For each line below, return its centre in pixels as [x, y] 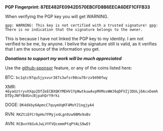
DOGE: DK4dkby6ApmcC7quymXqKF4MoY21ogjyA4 [50, 105]
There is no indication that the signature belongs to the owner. [74, 30]
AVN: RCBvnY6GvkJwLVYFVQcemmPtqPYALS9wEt [48, 123]
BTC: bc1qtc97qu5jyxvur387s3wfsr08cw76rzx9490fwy [56, 77]
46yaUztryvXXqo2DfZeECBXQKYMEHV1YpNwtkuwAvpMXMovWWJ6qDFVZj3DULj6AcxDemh [82, 92]
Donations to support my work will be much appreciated [63, 58]
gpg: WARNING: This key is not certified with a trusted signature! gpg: [82, 25]
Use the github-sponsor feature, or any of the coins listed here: [69, 68]
